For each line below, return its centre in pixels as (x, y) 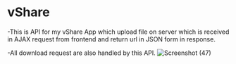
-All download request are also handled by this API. (82, 53)
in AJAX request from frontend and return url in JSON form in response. (112, 39)
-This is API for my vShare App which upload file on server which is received (118, 32)
